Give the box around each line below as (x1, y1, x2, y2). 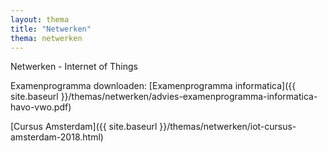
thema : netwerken (10, 33, 83, 43)
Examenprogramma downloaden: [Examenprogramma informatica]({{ (10, 80, 297, 92)
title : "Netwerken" (10, 24, 92, 34)
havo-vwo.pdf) (10, 101, 72, 113)
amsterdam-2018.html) (10, 131, 104, 143)
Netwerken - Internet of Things (10, 61, 139, 73)
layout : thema (10, 14, 70, 25)
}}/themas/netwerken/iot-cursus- (159, 121, 297, 133)
